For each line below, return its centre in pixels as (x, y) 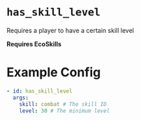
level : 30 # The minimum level (65, 111)
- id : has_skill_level (39, 91)
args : (21, 98)
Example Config (54, 73)
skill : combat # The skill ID (63, 104)
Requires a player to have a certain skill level (70, 30)
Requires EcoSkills (34, 44)
